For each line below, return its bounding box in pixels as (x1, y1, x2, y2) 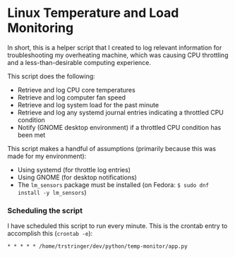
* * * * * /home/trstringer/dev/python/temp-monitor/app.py (7, 243, 188, 250)
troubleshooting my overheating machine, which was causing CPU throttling (7, 51, 229, 59)
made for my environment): (7, 152, 87, 160)
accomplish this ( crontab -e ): (7, 229, 93, 238)
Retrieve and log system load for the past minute (17, 100, 159, 109)
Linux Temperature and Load (7, 5, 179, 21)
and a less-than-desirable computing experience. (7, 58, 152, 66)
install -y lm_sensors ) (17, 188, 87, 196)
